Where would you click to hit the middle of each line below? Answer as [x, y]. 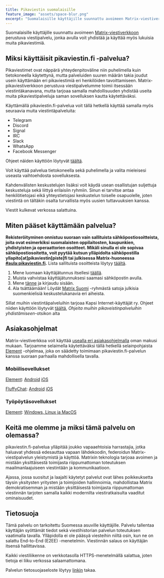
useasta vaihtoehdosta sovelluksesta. [43, 176]
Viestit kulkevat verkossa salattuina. [41, 210]
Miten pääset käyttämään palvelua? [61, 225]
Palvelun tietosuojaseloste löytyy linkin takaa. [51, 570]
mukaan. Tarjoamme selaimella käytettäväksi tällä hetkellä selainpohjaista [79, 346]
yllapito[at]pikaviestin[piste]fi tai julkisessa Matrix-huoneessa [70, 258]
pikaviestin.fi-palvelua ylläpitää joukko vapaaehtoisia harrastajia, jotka [75, 447]
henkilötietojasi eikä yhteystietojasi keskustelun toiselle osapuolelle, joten [79, 196]
